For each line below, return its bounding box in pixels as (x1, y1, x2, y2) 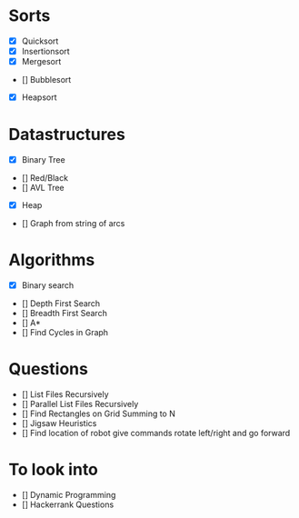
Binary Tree (21, 154, 65, 165)
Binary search (21, 280, 75, 291)
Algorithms (8, 250, 95, 271)
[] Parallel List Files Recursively (21, 399, 139, 410)
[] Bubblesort (21, 75, 72, 85)
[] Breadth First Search (21, 308, 108, 319)
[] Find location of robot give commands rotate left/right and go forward (21, 428, 291, 439)
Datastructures (8, 125, 126, 145)
